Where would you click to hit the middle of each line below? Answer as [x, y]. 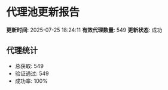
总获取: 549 [29, 66]
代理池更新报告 [43, 12]
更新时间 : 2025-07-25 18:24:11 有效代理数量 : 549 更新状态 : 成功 [84, 30]
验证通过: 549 [32, 73]
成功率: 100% [31, 80]
